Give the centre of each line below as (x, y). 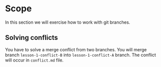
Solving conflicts (31, 38)
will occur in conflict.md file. (34, 60)
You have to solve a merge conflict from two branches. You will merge (76, 49)
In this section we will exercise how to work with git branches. (68, 22)
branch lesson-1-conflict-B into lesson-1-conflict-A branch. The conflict (80, 55)
